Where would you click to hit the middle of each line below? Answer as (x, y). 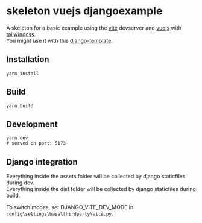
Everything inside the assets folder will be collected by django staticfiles (96, 177)
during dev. (21, 183)
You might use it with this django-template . (59, 40)
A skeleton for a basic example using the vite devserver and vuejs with (94, 28)
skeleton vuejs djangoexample (84, 11)
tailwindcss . (21, 34)
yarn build (20, 106)
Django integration (42, 162)
